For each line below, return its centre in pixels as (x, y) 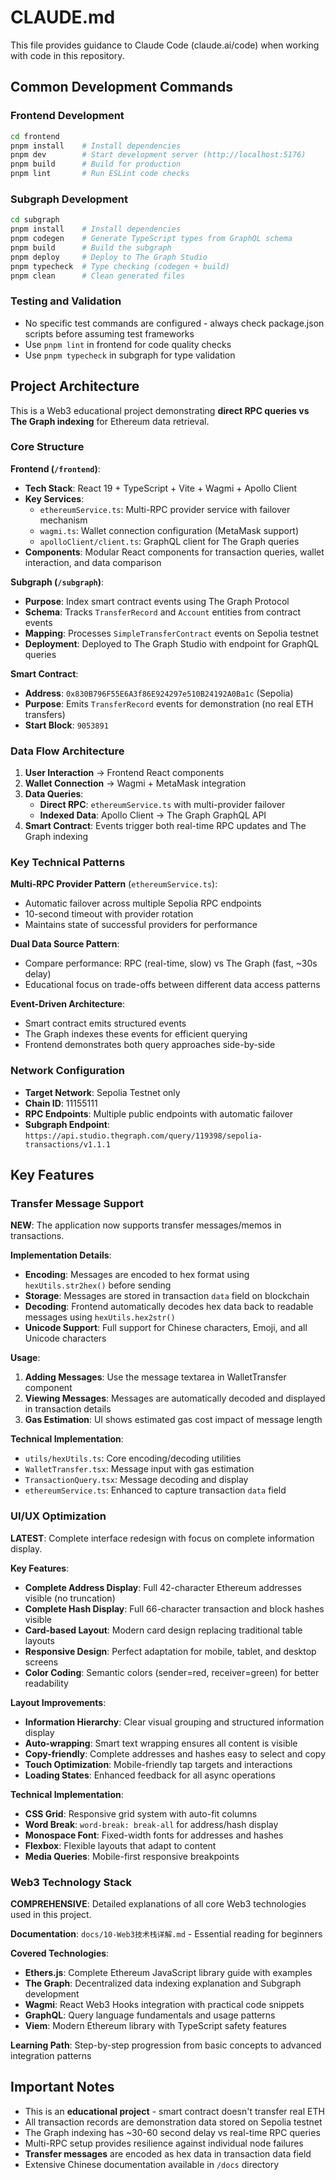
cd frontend (35, 136)
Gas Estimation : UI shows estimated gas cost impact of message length (173, 1420)
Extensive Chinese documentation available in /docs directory (152, 2164)
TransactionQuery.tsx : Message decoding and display (136, 1480)
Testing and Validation (66, 301)
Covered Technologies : (60, 1953)
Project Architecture (75, 386)
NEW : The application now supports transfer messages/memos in (146, 1225)
